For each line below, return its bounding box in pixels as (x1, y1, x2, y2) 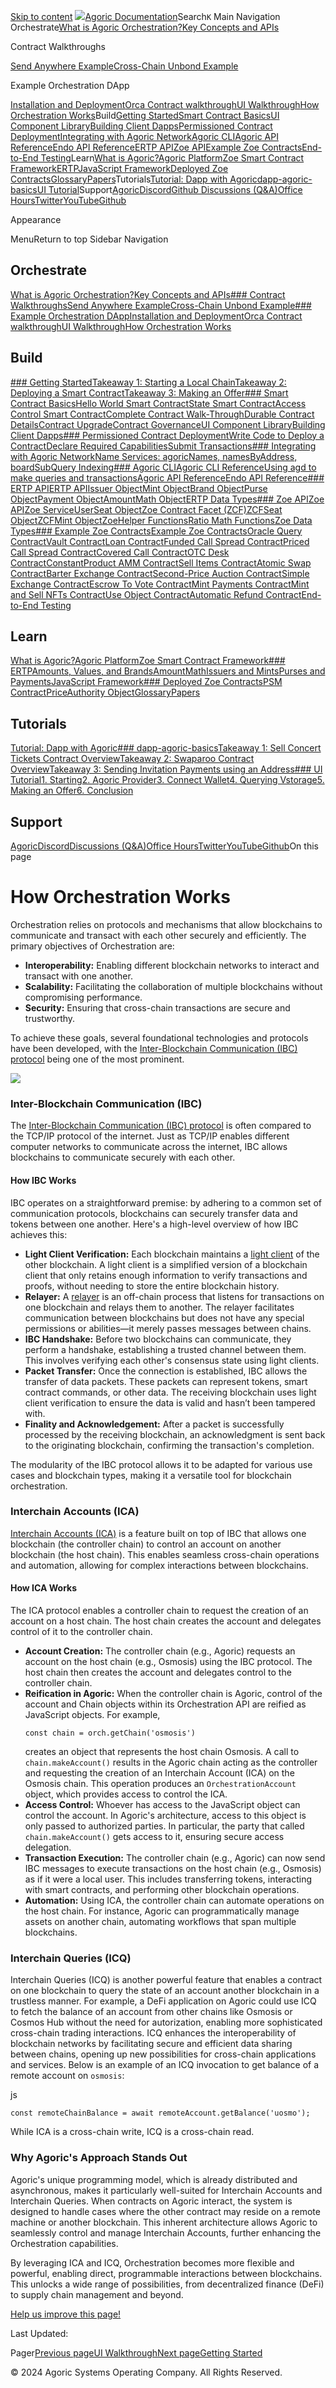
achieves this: (10, 1228, 68, 1240)
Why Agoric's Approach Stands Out (10, 2151, 188, 2165)
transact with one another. (24, 970, 133, 982)
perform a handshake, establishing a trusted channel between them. (24, 1343, 307, 1355)
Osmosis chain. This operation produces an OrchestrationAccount (24, 1778, 297, 1789)
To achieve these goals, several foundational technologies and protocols (10, 1032, 309, 1044)
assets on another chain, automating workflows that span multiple (24, 1916, 297, 1927)
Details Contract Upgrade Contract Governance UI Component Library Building (10, 418, 326, 430)
